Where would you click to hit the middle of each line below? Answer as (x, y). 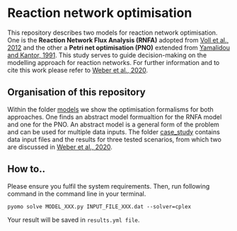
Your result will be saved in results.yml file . (74, 220)
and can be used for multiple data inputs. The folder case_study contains (114, 131)
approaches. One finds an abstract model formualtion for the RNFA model (115, 117)
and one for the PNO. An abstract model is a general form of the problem (113, 124)
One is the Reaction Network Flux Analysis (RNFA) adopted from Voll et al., (118, 40)
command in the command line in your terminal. (77, 194)
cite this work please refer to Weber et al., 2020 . (78, 70)
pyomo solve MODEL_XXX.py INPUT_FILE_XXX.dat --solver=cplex (99, 206)
